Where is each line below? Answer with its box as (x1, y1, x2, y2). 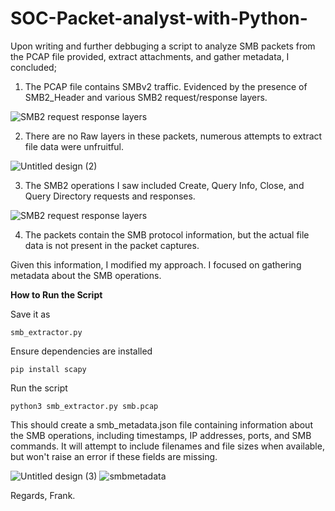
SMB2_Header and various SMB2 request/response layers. (24, 91, 268, 103)
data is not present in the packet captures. (24, 239, 200, 251)
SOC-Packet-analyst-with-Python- (10, 7, 308, 30)
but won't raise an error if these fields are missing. (10, 450, 218, 462)
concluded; (10, 61, 57, 73)
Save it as (10, 308, 51, 320)
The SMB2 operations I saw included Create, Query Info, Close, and (24, 179, 305, 191)
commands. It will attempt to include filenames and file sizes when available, (10, 440, 325, 452)
